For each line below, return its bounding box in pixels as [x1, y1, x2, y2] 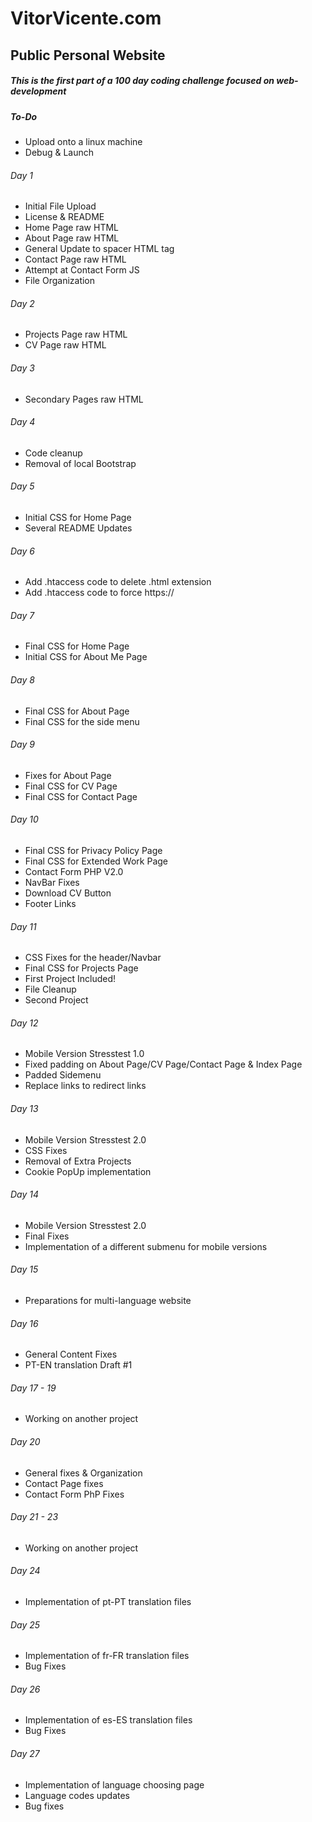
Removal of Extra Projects [24, 1155, 132, 1167]
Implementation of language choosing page [24, 1778, 205, 1791]
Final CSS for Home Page [24, 640, 130, 652]
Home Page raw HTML [24, 222, 119, 234]
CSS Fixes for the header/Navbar [24, 952, 162, 964]
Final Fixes [24, 1230, 70, 1242]
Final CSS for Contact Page [24, 790, 138, 802]
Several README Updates [24, 522, 133, 534]
